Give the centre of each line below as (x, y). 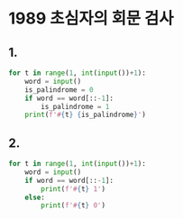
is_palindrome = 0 (59, 90)
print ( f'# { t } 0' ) (73, 205)
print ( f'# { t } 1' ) (73, 189)
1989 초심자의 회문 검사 (91, 18)
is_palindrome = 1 (75, 106)
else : (35, 197)
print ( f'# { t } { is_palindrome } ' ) (85, 115)
